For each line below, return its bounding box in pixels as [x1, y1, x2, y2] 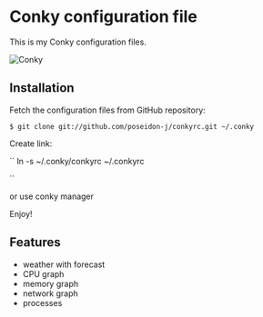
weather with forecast [22, 259, 106, 270]
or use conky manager [9, 191, 94, 202]
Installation [9, 80, 75, 96]
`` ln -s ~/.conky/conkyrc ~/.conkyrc [9, 155, 145, 166]
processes [22, 297, 63, 308]
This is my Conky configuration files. [9, 36, 147, 47]
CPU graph [22, 268, 65, 279]
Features [9, 234, 61, 251]
